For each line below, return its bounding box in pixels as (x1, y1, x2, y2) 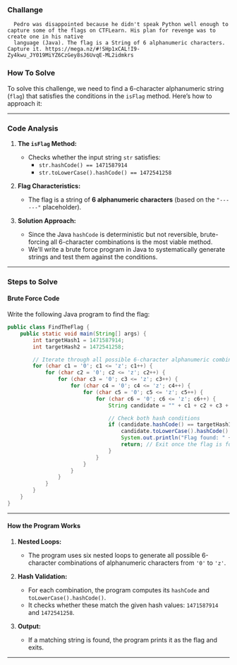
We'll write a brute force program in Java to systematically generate (28, 245, 226, 253)
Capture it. (7, 46, 42, 53)
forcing (28, 238, 49, 246)
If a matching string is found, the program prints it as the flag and (28, 635, 217, 644)
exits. (28, 643, 44, 652)
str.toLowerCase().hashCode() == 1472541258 (38, 169, 172, 176)
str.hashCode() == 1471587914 (38, 161, 128, 169)
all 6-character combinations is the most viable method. (50, 238, 213, 246)
